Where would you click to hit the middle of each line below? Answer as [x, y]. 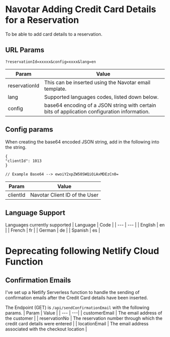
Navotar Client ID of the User [64, 195]
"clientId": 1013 [24, 161]
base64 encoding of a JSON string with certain [100, 105]
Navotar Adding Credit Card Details [81, 9]
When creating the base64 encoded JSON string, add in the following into [82, 142]
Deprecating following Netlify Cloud [82, 251]
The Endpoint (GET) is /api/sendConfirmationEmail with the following [77, 308]
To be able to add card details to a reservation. [54, 34]
